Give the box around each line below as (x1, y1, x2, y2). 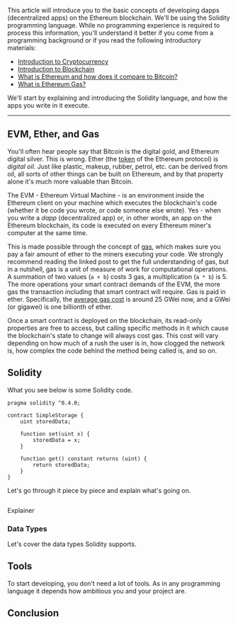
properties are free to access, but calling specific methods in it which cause (7, 324, 229, 332)
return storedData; (33, 461, 91, 468)
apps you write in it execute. (7, 101, 90, 109)
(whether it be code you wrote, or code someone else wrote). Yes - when (7, 205, 222, 215)
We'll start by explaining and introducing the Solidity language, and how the (7, 93, 228, 102)
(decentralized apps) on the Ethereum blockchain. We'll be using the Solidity (7, 13, 230, 22)
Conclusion (7, 607, 59, 619)
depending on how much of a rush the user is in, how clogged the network (7, 339, 225, 347)
